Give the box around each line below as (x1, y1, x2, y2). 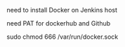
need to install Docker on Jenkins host (6, 6, 117, 14)
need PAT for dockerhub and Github (6, 19, 111, 27)
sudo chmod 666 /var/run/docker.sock (6, 32, 119, 41)
